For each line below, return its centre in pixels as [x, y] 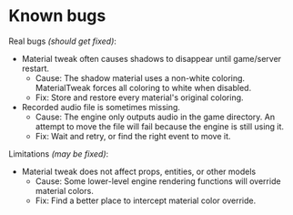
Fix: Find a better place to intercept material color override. [146, 200]
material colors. [65, 190]
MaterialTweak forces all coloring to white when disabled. [143, 87]
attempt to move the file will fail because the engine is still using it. [159, 126]
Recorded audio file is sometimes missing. [101, 107]
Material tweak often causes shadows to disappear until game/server [152, 58]
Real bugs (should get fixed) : [63, 41]
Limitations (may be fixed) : [59, 154]
